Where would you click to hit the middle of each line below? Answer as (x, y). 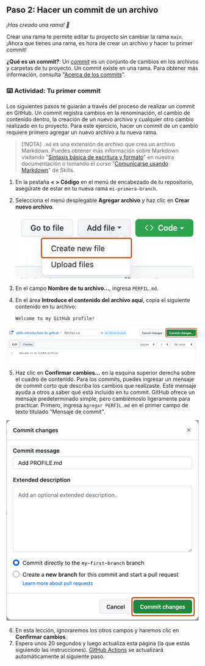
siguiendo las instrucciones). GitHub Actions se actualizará (89, 649)
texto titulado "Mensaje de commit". (60, 412)
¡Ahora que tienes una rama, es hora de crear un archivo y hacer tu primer (100, 43)
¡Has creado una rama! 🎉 (38, 24)
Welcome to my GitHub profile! (55, 319)
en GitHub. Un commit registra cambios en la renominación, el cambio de (98, 113)
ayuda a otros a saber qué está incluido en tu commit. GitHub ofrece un (105, 392)
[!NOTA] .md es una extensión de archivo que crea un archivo (98, 144)
